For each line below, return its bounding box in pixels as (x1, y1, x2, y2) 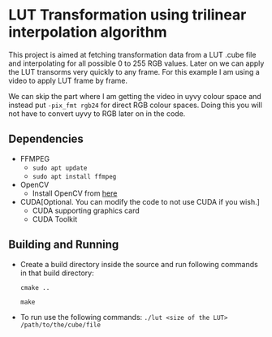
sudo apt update (32, 164, 88, 172)
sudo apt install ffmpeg (32, 172, 117, 180)
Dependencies (8, 132, 84, 146)
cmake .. (19, 283, 50, 292)
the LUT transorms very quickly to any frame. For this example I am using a (8, 67, 260, 76)
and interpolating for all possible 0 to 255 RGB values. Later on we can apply (8, 58, 265, 68)
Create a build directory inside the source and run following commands (19, 259, 258, 269)
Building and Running (8, 238, 119, 252)
